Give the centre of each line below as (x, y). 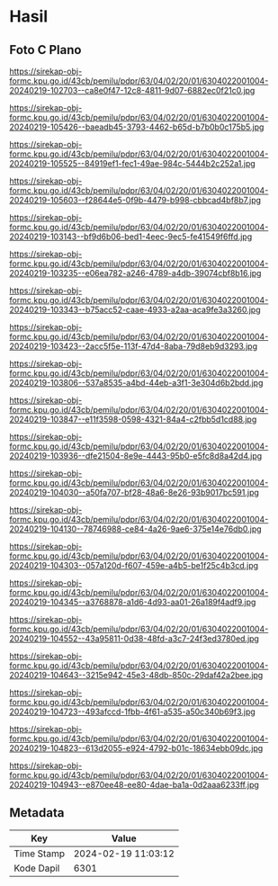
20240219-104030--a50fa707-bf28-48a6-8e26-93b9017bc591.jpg (134, 492)
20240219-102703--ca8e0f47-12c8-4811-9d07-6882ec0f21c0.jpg (132, 90)
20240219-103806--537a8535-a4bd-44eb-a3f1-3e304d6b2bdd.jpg (136, 383)
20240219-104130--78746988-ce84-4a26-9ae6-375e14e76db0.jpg (136, 529)
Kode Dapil (37, 868)
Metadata (37, 813)
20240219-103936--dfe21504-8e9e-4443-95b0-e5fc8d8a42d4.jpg (136, 456)
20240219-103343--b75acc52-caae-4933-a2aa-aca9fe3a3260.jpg (135, 309)
